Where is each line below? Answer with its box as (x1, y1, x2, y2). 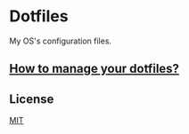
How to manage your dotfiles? (9, 61, 180, 76)
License (9, 91, 54, 106)
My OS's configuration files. (9, 35, 112, 46)
